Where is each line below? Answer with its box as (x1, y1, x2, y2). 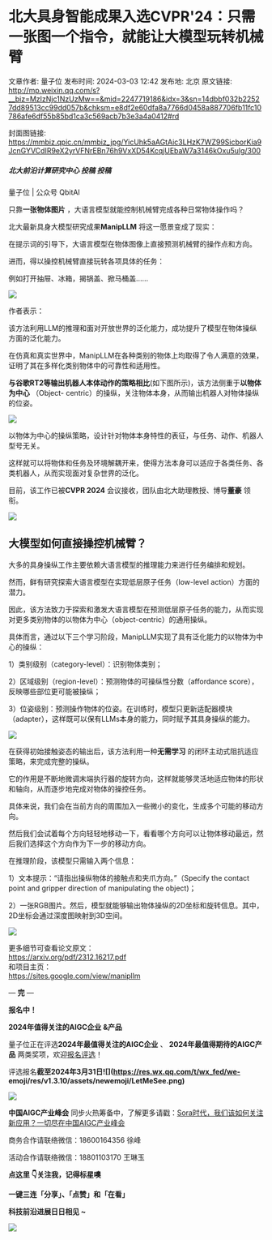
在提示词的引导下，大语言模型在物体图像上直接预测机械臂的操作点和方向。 (8, 238, 257, 248)
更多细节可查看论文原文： (8, 942, 94, 953)
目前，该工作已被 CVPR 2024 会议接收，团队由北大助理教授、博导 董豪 (8, 485, 242, 495)
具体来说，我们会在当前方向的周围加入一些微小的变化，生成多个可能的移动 (8, 800, 257, 811)
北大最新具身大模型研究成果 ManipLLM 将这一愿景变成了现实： (8, 221, 217, 231)
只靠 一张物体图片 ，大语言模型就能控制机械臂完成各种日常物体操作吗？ (8, 204, 244, 214)
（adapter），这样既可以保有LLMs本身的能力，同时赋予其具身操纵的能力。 (8, 714, 255, 723)
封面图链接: (8, 127, 47, 138)
